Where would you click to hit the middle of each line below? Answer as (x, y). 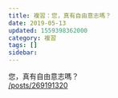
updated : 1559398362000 (48, 30)
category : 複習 (33, 38)
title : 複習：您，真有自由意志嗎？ (60, 16)
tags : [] (23, 45)
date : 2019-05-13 (37, 23)
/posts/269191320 (38, 85)
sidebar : (23, 53)
